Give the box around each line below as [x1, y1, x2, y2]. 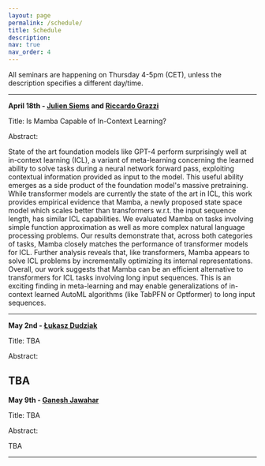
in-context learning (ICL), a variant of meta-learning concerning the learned [8, 156, 255, 164]
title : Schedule [8, 26, 62, 34]
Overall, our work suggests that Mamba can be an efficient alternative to [8, 265, 244, 273]
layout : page [8, 11, 51, 20]
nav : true [8, 41, 41, 49]
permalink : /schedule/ [8, 19, 83, 27]
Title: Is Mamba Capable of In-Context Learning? [8, 116, 167, 126]
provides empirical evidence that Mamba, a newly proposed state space [8, 197, 243, 206]
